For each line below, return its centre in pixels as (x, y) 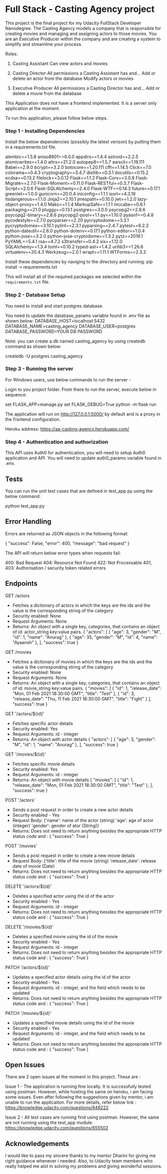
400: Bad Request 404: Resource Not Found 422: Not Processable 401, (79, 562)
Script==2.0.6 (19, 188)
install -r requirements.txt (31, 267)
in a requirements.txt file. (31, 147)
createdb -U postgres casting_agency (44, 356)
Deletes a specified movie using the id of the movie (65, 936)
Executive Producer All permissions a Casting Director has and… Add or (86, 88)
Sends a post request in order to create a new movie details (74, 855)
